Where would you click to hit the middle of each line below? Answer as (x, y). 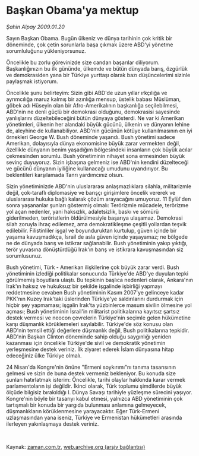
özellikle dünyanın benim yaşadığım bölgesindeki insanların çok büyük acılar (99, 150)
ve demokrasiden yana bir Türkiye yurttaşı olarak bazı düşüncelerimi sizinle (98, 75)
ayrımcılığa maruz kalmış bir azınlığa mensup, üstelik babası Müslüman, (94, 99)
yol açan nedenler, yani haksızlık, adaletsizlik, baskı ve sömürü (83, 211)
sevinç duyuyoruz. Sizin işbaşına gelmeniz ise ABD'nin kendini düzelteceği (97, 162)
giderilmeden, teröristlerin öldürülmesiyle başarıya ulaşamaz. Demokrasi (94, 218)
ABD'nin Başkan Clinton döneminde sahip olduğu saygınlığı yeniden (89, 337)
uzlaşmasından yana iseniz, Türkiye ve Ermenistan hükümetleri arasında (94, 417)
